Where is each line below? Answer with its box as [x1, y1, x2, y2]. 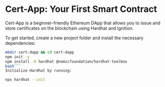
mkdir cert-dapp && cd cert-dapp [5, 50, 74, 55]
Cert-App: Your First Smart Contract [5, 3, 158, 15]
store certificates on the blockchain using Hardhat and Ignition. [5, 25, 134, 31]
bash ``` [5, 64, 21, 69]
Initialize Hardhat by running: [5, 68, 72, 73]
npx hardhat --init [5, 77, 46, 83]
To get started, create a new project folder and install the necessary [5, 35, 144, 41]
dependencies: [5, 40, 36, 46]
